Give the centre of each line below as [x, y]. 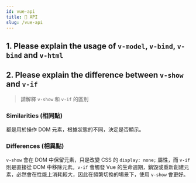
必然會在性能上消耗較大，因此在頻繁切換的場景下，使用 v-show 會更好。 [102, 175]
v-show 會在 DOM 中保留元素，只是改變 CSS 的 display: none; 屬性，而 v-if [98, 160]
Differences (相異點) [35, 146]
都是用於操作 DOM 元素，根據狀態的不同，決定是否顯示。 [75, 129]
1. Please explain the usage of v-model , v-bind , [91, 46]
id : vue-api [20, 11]
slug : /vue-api [25, 22]
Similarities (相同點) [35, 116]
